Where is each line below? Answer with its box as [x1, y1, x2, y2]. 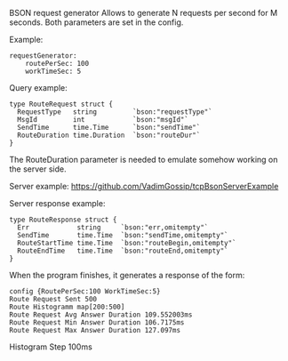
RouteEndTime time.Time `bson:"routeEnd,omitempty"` [17, 246, 228, 255]
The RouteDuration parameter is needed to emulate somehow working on [9, 155, 278, 164]
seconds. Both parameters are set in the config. [9, 17, 184, 28]
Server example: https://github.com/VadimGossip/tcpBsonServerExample [9, 181, 279, 191]
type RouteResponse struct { [9, 215, 117, 224]
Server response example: [9, 198, 106, 208]
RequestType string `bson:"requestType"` [17, 108, 213, 116]
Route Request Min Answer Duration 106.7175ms [9, 318, 185, 327]
